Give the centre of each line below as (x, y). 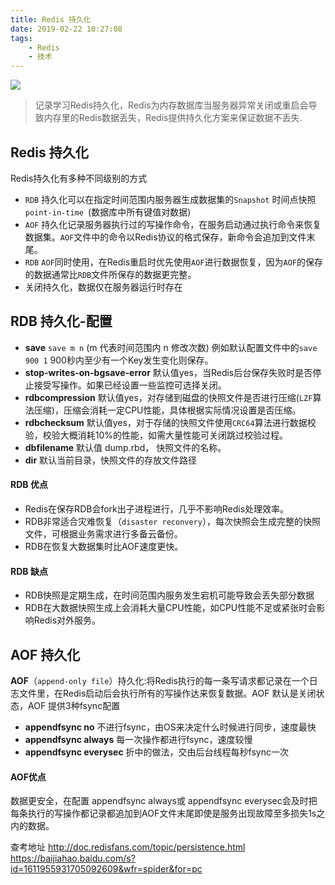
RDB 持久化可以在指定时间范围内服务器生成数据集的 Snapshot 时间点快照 (170, 199)
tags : (21, 38)
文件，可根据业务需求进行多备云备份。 (103, 533)
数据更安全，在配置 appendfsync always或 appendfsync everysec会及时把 (164, 801)
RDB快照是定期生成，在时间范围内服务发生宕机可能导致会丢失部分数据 (169, 595)
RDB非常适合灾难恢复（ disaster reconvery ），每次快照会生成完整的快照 (172, 521)
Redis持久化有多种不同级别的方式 (79, 178)
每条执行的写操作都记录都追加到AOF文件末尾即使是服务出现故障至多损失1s (163, 813)
